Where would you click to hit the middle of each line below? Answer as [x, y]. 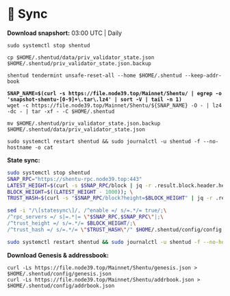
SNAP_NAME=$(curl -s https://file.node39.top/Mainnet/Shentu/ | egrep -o [115, 93]
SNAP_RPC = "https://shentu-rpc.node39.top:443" [75, 179]
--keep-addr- [203, 75]
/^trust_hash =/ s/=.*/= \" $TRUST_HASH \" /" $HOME [79, 230]
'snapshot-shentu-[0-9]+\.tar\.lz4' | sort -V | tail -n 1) [95, 99]
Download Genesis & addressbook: [58, 255]
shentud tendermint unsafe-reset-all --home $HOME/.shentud [95, 75]
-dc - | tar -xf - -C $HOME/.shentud [61, 111]
